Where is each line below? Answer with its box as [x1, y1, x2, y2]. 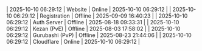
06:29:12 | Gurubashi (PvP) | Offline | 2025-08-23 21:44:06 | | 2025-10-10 [6, 32, 192, 39]
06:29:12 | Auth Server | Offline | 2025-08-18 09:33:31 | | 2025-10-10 [6, 19, 179, 25]
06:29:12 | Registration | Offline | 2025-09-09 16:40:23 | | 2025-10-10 [13, 12, 188, 19]
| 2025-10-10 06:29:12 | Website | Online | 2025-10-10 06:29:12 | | [6, 6, 172, 13]
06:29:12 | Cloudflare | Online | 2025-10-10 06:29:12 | [6, 38, 141, 45]
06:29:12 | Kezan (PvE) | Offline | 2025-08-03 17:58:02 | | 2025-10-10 [6, 25, 181, 32]
